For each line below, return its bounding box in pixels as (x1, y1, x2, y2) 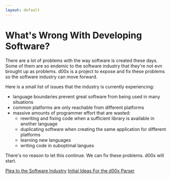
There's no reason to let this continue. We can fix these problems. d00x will (5, 152, 164, 159)
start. (5, 158, 17, 164)
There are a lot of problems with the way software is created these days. (5, 57, 158, 63)
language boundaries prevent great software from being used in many (12, 93, 160, 100)
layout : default (5, 7, 40, 13)
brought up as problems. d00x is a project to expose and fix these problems (5, 68, 165, 74)
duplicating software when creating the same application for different (20, 126, 166, 132)
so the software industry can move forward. (5, 74, 97, 80)
